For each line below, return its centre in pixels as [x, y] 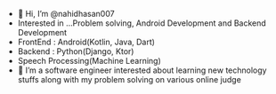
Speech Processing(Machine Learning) [89, 61]
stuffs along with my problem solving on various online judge [130, 79]
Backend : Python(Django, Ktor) [76, 51]
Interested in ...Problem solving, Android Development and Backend [142, 23]
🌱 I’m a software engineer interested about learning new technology [142, 70]
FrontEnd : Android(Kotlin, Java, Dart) [86, 42]
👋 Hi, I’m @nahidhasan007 [66, 14]
